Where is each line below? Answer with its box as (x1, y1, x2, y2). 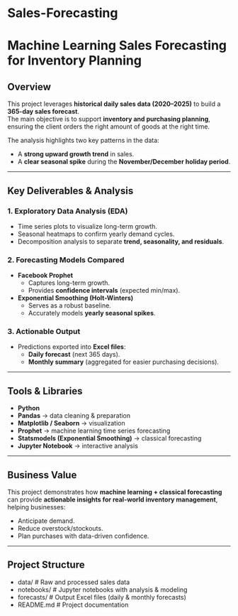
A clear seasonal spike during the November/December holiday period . (17, 158, 231, 166)
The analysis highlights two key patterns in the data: (7, 136, 159, 145)
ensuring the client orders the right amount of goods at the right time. (7, 122, 210, 131)
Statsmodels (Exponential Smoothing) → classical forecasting (17, 434, 202, 443)
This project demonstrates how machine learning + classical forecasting (7, 488, 222, 497)
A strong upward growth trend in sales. (17, 150, 135, 158)
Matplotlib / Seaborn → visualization (17, 419, 125, 428)
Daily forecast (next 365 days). (28, 350, 120, 359)
